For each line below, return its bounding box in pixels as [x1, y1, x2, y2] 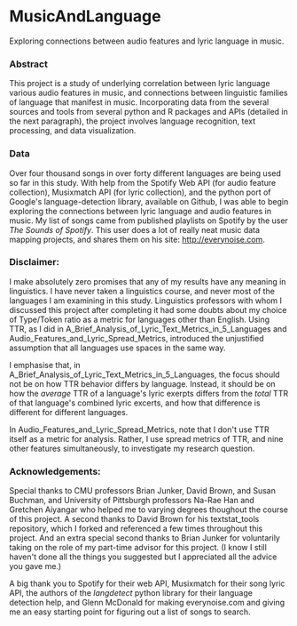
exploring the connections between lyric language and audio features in [9, 205, 272, 216]
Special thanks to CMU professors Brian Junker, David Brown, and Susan [9, 486, 277, 496]
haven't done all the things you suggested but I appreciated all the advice [9, 551, 277, 562]
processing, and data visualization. [9, 125, 137, 136]
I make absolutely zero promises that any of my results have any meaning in [9, 276, 286, 286]
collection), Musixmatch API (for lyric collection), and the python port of [9, 187, 272, 197]
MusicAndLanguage [9, 6, 161, 27]
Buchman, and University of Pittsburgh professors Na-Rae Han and [9, 495, 254, 506]
